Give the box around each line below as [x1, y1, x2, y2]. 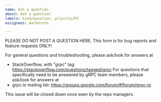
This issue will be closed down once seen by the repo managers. [5, 91, 134, 97]
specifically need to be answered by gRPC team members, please [12, 72, 144, 77]
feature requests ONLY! [5, 43, 52, 49]
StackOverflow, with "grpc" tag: [12, 62, 76, 67]
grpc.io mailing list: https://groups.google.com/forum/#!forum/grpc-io [12, 82, 151, 88]
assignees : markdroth [5, 20, 49, 25]
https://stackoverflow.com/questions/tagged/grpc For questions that [12, 67, 149, 73]
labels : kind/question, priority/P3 [5, 16, 79, 21]
